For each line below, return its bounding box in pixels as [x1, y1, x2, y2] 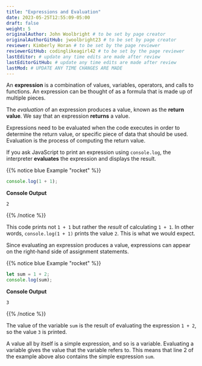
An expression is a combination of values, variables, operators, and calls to [6, 82, 194, 89]
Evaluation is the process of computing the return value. [6, 137, 146, 144]
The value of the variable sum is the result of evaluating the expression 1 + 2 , [6, 322, 197, 329]
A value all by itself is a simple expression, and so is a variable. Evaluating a [6, 340, 194, 347]
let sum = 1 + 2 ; [6, 271, 50, 278]
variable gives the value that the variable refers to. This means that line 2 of [6, 347, 194, 353]
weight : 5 [6, 25, 31, 32]
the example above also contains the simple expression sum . [6, 353, 155, 360]
